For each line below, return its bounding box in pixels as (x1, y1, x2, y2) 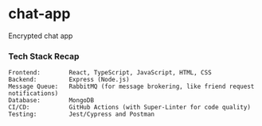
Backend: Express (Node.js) (8, 76, 130, 84)
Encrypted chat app (8, 31, 73, 40)
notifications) (8, 90, 59, 97)
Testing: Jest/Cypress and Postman (8, 110, 155, 119)
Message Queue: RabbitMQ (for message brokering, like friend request (8, 82, 255, 91)
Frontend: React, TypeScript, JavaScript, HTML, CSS (8, 69, 213, 77)
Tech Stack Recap (8, 51, 80, 62)
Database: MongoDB (8, 97, 94, 105)
